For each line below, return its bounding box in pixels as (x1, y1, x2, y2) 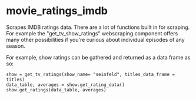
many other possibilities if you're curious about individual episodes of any (6, 36, 185, 43)
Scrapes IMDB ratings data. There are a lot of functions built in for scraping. (6, 24, 190, 31)
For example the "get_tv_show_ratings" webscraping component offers (6, 29, 178, 37)
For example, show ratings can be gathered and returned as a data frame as (6, 54, 191, 61)
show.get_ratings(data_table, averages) (6, 87, 107, 93)
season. (6, 42, 25, 49)
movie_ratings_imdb (6, 4, 108, 18)
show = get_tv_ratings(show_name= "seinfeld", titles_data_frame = (6, 71, 175, 77)
